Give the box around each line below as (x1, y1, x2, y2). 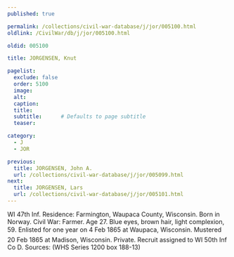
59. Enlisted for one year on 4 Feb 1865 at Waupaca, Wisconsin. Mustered (7, 225, 222, 234)
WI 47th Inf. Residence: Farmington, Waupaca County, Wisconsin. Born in (7, 210, 220, 218)
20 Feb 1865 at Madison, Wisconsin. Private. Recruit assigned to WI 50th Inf (7, 235, 227, 244)
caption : (13, 100, 39, 107)
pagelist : (7, 67, 37, 74)
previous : (7, 158, 37, 165)
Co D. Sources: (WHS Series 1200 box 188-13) (7, 243, 141, 251)
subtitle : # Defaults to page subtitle (13, 113, 146, 120)
